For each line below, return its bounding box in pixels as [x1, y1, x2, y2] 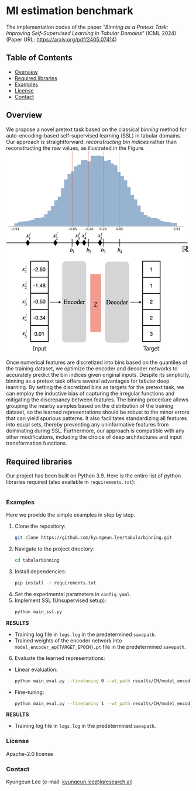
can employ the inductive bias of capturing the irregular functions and [6, 390, 175, 397]
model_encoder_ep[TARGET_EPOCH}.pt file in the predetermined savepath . [14, 643, 186, 650]
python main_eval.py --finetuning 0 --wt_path [14, 677, 130, 684]
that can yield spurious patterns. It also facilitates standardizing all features [6, 415, 187, 422]
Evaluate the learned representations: [14, 654, 105, 662]
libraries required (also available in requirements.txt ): [6, 478, 136, 485]
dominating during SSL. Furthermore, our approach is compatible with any [6, 427, 185, 434]
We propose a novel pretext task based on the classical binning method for [6, 126, 187, 133]
